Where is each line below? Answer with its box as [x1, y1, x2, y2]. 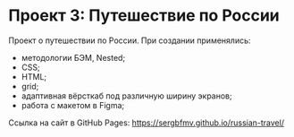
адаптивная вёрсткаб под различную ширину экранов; [21, 90, 233, 101]
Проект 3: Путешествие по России [8, 5, 281, 26]
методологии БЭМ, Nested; [21, 52, 126, 63]
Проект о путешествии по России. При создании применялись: [8, 35, 251, 46]
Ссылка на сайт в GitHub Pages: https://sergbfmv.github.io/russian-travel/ [8, 117, 285, 128]
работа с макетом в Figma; [21, 99, 125, 110]
